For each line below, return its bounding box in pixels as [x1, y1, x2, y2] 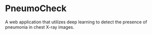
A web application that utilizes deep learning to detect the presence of [5, 19, 147, 25]
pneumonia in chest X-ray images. [5, 24, 75, 30]
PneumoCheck [5, 3, 67, 14]
